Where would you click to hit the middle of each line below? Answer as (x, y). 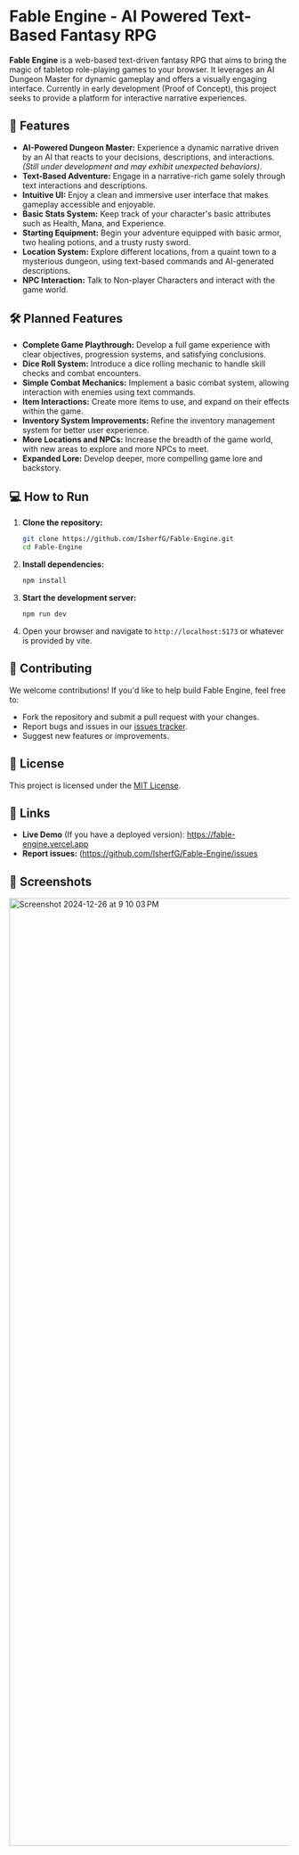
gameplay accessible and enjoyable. (89, 204)
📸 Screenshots (51, 881)
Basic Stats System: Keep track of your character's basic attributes (146, 213)
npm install (44, 581)
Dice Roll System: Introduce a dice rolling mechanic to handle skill (144, 364)
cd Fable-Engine (52, 547)
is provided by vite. (57, 640)
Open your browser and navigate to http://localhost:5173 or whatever (153, 631)
